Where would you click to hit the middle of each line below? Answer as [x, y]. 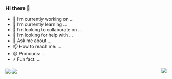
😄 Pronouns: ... [29, 54]
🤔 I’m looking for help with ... [43, 35]
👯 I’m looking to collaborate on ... [47, 30]
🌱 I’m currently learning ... [40, 24]
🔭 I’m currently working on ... [43, 19]
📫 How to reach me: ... [37, 46]
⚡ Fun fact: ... [27, 59]
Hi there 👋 [18, 8]
